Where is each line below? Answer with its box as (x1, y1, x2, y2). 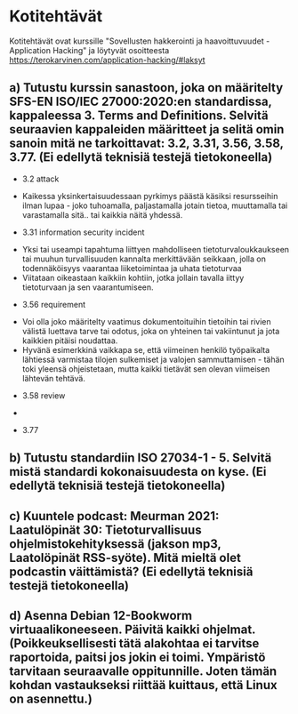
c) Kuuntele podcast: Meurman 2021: (9, 509, 220, 524)
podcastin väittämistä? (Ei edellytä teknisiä (9, 564, 254, 579)
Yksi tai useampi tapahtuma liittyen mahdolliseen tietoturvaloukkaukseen (21, 244, 290, 254)
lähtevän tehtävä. (21, 373, 86, 383)
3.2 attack (21, 173, 60, 184)
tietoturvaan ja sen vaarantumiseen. (21, 282, 154, 293)
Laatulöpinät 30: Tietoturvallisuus (9, 522, 202, 537)
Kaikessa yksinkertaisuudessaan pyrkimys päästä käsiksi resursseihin (21, 190, 278, 201)
